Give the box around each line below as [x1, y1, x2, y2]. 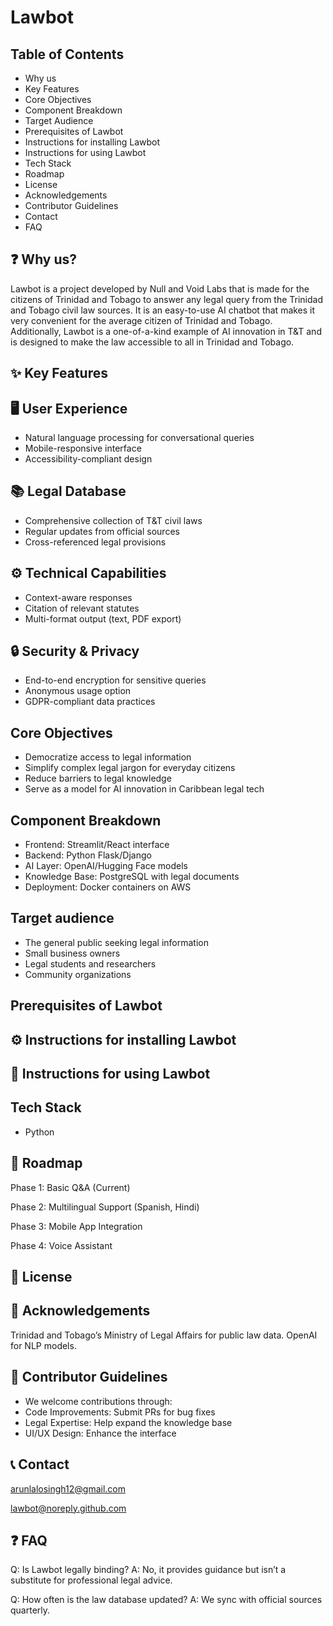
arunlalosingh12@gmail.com [10, 1482, 127, 1495]
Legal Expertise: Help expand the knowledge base [24, 1416, 233, 1428]
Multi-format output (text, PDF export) [24, 612, 182, 625]
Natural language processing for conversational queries [24, 432, 255, 444]
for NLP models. [10, 1339, 77, 1351]
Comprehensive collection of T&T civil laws [24, 514, 203, 526]
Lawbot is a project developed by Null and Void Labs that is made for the [10, 282, 310, 295]
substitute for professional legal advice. [10, 1574, 173, 1586]
